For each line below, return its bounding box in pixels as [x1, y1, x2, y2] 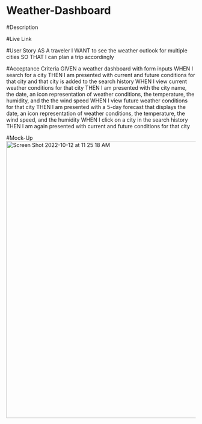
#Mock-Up [6, 134, 33, 142]
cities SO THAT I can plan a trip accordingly [6, 53, 114, 60]
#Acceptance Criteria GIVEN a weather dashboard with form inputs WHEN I [6, 64, 194, 72]
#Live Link [6, 35, 32, 42]
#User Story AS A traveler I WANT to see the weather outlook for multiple [6, 46, 188, 54]
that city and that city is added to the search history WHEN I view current [6, 78, 188, 85]
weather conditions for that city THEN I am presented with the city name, [6, 84, 187, 91]
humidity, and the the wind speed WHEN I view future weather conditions [6, 97, 188, 104]
